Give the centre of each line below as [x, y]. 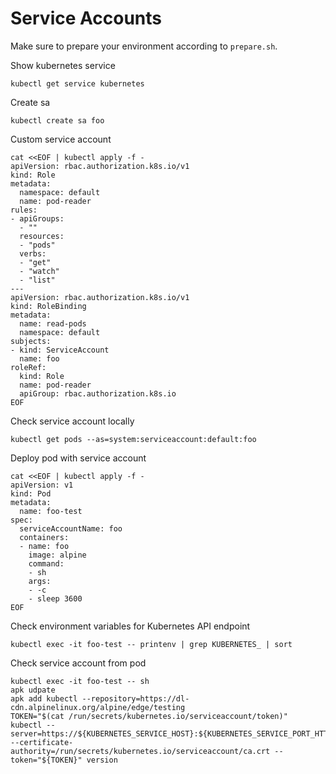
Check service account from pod [78, 663]
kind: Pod [31, 493]
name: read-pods [53, 323]
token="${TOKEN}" [46, 760]
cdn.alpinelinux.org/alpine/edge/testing [98, 707]
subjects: [31, 341]
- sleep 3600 [55, 598]
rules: [24, 210]
